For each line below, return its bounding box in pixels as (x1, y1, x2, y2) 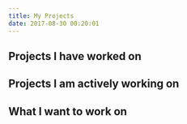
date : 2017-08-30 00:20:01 (8, 19, 100, 28)
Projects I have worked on (8, 49, 142, 63)
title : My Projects (8, 11, 74, 20)
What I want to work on (8, 105, 128, 118)
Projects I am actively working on (8, 77, 180, 91)
